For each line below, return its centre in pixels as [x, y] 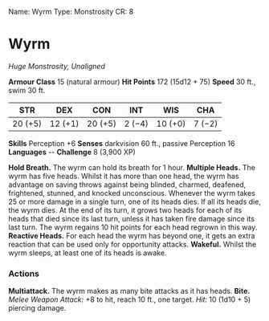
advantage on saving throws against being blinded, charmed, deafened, [127, 185]
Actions [24, 274]
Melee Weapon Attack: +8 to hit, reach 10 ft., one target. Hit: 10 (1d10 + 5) [130, 299]
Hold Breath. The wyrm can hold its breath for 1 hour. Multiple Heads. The [132, 167]
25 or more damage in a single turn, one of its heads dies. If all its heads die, [134, 201]
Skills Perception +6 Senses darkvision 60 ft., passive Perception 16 [122, 143]
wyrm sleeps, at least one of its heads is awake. [88, 253]
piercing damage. [37, 308]
